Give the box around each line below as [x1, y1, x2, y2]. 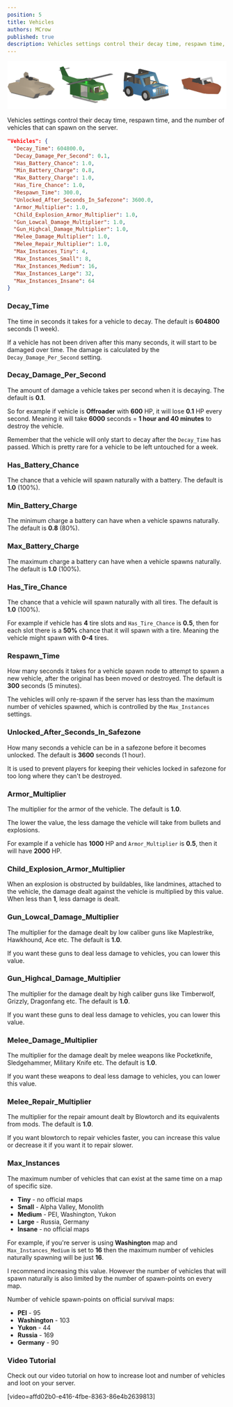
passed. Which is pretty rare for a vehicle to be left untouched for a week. [7, 443, 219, 451]
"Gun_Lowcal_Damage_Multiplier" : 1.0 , [13, 218, 127, 226]
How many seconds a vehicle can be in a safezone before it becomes [7, 743, 207, 752]
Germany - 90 [17, 1338, 59, 1346]
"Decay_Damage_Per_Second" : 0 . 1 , [13, 152, 111, 160]
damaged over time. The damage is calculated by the [7, 345, 160, 353]
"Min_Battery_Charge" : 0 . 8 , [13, 167, 95, 174]
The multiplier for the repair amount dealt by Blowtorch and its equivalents [7, 1113, 220, 1121]
